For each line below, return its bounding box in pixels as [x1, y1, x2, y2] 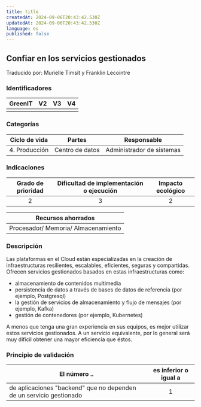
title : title [6, 8, 39, 15]
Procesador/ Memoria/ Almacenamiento [9, 224, 121, 232]
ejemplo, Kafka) [14, 305, 54, 312]
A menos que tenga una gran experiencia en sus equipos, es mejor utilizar [6, 323, 190, 330]
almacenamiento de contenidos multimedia [14, 280, 121, 287]
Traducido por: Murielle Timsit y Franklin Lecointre [6, 69, 130, 76]
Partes [68, 135, 87, 144]
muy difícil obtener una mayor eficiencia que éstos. [6, 336, 133, 343]
